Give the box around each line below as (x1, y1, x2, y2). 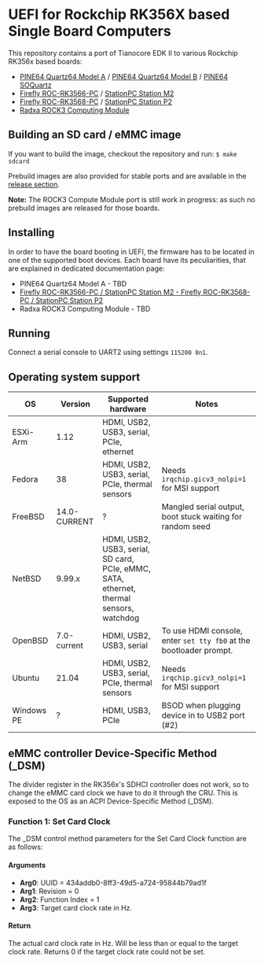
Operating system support (8, 370, 141, 383)
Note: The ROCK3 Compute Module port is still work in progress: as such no (8, 194, 255, 204)
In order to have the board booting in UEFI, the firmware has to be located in (8, 246, 255, 257)
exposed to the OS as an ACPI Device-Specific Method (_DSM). (8, 796, 214, 806)
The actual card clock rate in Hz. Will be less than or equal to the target (8, 938, 238, 947)
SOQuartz (19, 80, 53, 90)
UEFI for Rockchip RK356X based (8, 6, 230, 24)
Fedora (12, 474, 38, 485)
